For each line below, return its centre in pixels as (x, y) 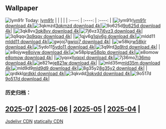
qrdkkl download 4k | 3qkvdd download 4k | (77, 73)
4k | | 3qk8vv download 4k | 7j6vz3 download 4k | (74, 31)
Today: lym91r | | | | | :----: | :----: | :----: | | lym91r (86, 20)
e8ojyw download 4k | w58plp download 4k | (80, 52)
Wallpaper (22, 8)
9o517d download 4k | (27, 78)
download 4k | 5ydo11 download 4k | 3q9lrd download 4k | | (83, 46)
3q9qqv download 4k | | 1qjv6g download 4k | (81, 36)
